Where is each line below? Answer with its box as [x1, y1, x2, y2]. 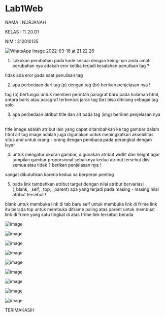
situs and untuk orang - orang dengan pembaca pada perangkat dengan [5, 137, 152, 142]
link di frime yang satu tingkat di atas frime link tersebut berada [5, 211, 134, 217]
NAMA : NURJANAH [5, 19, 46, 25]
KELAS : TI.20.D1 [5, 29, 39, 35]
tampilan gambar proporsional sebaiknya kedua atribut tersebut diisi [12, 156, 151, 163]
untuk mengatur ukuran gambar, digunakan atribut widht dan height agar [12, 151, 160, 157]
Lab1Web [5, 3, 43, 14]
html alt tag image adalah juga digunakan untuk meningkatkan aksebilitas [5, 131, 154, 137]
